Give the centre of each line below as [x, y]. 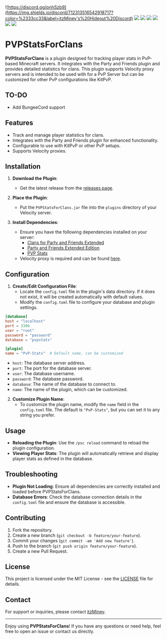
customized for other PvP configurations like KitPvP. [59, 79]
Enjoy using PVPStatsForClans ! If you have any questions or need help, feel [83, 626]
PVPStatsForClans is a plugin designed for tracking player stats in [73, 58]
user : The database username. [44, 374]
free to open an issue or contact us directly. [50, 632]
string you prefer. [38, 415]
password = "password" [29, 335]
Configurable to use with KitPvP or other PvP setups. [66, 145]
